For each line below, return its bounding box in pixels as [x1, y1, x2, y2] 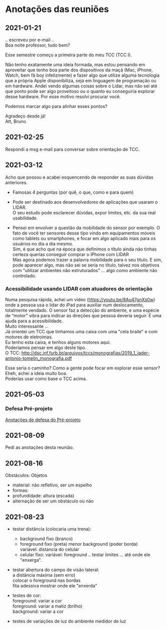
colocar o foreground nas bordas [12, 577, 81, 583]
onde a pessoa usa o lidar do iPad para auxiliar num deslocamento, [5, 302, 144, 308]
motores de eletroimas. [5, 334, 53, 340]
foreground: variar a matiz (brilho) [12, 603, 83, 609]
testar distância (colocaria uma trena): [12, 526, 91, 532]
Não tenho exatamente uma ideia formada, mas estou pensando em [5, 62, 145, 67]
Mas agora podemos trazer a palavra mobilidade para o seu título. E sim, [12, 257, 162, 263]
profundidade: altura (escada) [12, 493, 75, 499]
